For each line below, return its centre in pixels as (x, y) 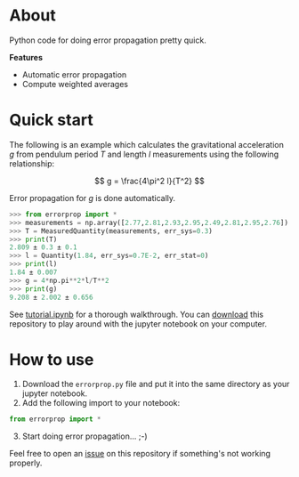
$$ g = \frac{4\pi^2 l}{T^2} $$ (149, 181)
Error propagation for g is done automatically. (93, 198)
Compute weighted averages (75, 84)
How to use (52, 359)
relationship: (32, 163)
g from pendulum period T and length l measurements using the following (144, 154)
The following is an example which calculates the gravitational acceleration (147, 144)
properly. (26, 463)
